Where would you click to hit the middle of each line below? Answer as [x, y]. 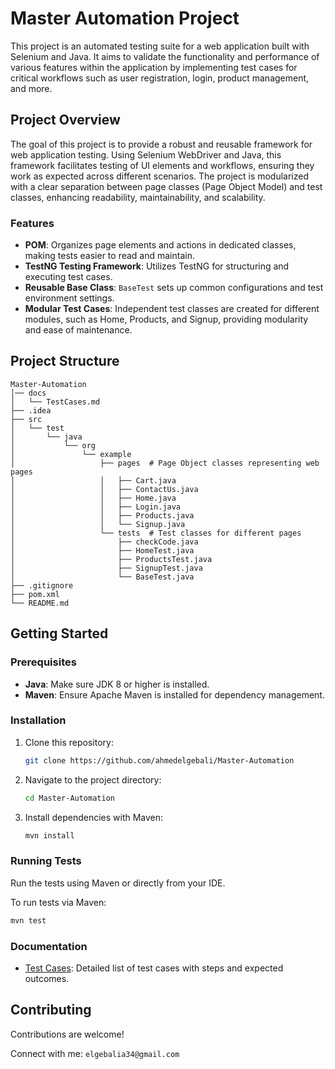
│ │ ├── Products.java [102, 515]
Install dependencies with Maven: [94, 817]
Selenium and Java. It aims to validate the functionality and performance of [165, 56]
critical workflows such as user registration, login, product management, [160, 78]
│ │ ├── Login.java [96, 507]
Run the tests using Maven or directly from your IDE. [118, 883]
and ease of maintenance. [78, 330]
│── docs [28, 393]
